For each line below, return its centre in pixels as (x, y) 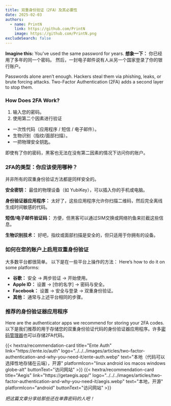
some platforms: (22, 267)
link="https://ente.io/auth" (33, 351)
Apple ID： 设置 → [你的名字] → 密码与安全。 (60, 284)
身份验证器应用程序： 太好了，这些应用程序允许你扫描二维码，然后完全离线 (84, 201)
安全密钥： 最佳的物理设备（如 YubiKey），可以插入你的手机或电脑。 (76, 190)
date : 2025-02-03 (24, 15)
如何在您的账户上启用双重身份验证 (47, 250)
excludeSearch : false (28, 39)
